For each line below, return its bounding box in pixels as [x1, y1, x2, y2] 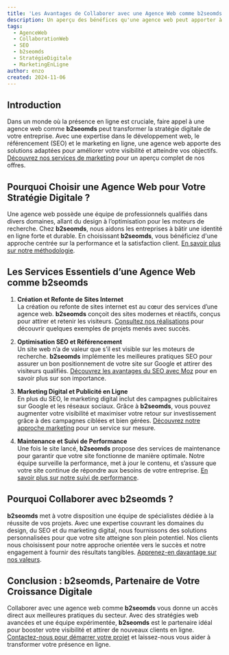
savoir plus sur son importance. [16, 374, 106, 382]
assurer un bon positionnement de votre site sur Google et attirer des [16, 359, 213, 368]
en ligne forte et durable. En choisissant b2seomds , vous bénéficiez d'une [7, 232, 218, 240]
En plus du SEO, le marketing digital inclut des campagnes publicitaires [16, 394, 218, 403]
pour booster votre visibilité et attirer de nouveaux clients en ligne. [7, 626, 194, 634]
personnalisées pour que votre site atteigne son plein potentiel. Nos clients [7, 533, 219, 542]
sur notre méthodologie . [7, 246, 75, 254]
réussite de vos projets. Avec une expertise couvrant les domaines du [7, 519, 204, 527]
